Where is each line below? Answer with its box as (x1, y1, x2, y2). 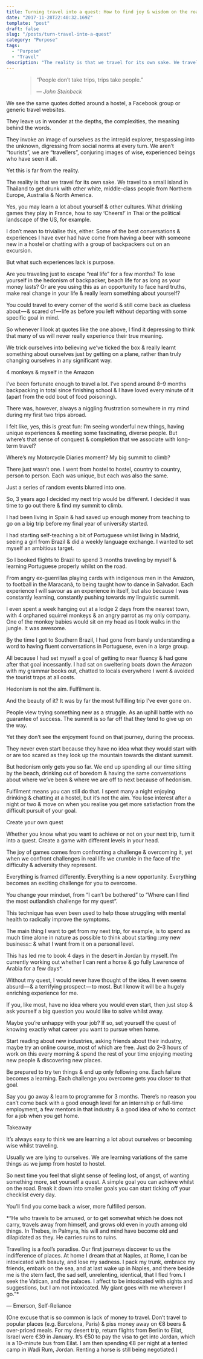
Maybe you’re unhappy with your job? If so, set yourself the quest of (6, 1019, 176, 1026)
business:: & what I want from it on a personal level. (6, 940, 135, 947)
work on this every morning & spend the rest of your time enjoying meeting (6, 1050, 193, 1057)
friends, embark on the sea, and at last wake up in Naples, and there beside (6, 1264, 195, 1272)
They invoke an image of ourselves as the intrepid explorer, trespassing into (6, 135, 195, 143)
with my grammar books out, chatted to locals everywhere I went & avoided (6, 667, 195, 674)
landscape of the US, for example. (6, 216, 92, 223)
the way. (6, 721, 28, 729)
